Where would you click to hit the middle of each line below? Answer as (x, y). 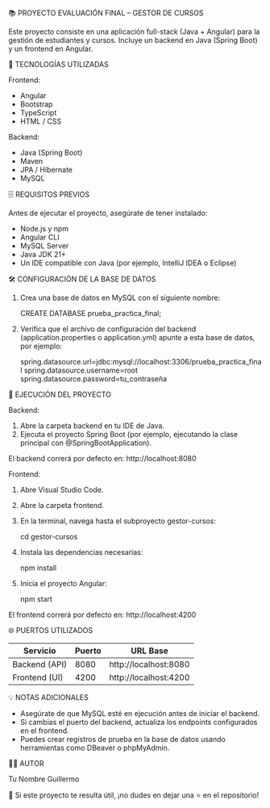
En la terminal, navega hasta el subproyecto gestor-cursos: (118, 521)
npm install (38, 568)
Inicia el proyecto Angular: (63, 583)
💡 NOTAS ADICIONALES (48, 697)
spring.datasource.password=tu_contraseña (93, 379)
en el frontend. (45, 731)
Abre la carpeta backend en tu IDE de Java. (92, 426)
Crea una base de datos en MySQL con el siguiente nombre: (120, 298)
